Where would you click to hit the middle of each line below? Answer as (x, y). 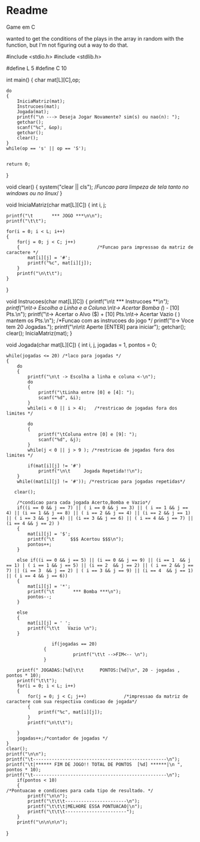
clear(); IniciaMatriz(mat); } (39, 333)
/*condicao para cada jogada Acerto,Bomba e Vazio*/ (84, 502)
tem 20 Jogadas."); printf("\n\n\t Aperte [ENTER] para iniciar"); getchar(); (96, 326)
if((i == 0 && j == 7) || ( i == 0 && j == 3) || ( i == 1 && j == (102, 508)
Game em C (21, 27)
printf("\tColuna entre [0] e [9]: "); (87, 434)
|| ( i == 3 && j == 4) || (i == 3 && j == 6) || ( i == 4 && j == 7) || (100, 518)
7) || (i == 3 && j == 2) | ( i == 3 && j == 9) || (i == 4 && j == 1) (100, 570)
